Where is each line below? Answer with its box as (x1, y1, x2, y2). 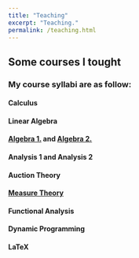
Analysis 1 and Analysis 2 (8, 153, 93, 162)
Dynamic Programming (8, 224, 85, 234)
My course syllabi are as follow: (8, 79, 132, 90)
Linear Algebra (8, 116, 57, 126)
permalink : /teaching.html (8, 26, 97, 34)
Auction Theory (8, 170, 61, 179)
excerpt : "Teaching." (8, 19, 79, 27)
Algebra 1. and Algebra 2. (8, 135, 93, 144)
